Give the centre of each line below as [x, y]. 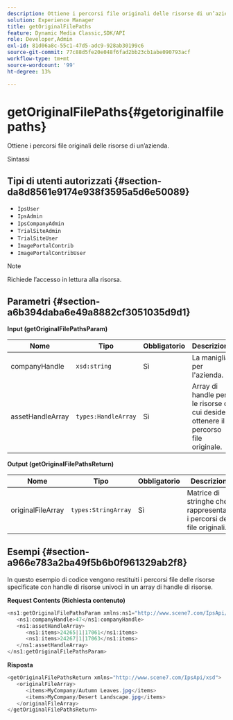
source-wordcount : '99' [42, 65]
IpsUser [28, 209]
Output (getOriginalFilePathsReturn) [61, 464]
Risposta [20, 665]
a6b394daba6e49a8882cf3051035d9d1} [99, 312]
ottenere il [208, 421]
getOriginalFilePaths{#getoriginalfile [115, 112]
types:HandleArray [106, 417]
